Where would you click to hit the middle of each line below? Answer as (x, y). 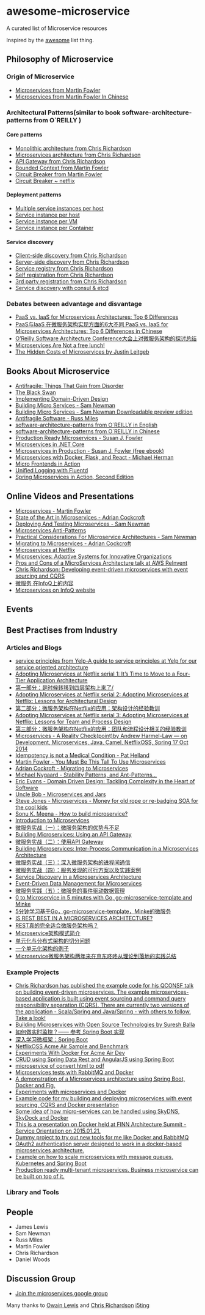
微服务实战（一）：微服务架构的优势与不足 (67, 828)
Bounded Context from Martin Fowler (62, 168)
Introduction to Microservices (52, 821)
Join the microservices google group (61, 1293)
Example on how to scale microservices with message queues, (94, 1157)
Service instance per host (48, 215)
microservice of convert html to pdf (60, 1066)
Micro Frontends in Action (48, 464)
